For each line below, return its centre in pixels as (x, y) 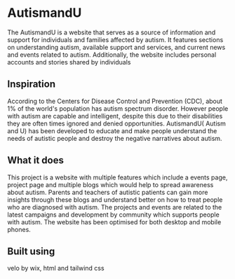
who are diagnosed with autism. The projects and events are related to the (115, 207)
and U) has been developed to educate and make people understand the (112, 130)
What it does (36, 160)
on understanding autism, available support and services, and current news (116, 47)
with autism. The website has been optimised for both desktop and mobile (114, 222)
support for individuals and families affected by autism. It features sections (115, 39)
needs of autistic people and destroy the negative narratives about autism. (115, 138)
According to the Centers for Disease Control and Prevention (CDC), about (115, 101)
